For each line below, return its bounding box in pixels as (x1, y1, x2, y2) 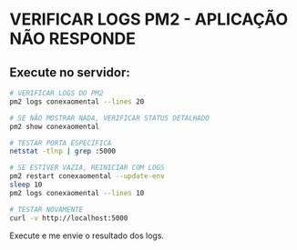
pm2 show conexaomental (9, 122, 100, 131)
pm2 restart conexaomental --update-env (9, 172, 166, 181)
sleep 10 (9, 180, 43, 189)
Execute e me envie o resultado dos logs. (9, 230, 165, 241)
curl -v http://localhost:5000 (9, 214, 128, 223)
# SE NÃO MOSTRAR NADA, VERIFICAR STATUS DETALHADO (9, 114, 210, 123)
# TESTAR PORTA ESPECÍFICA (9, 138, 112, 147)
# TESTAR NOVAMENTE (9, 205, 84, 214)
